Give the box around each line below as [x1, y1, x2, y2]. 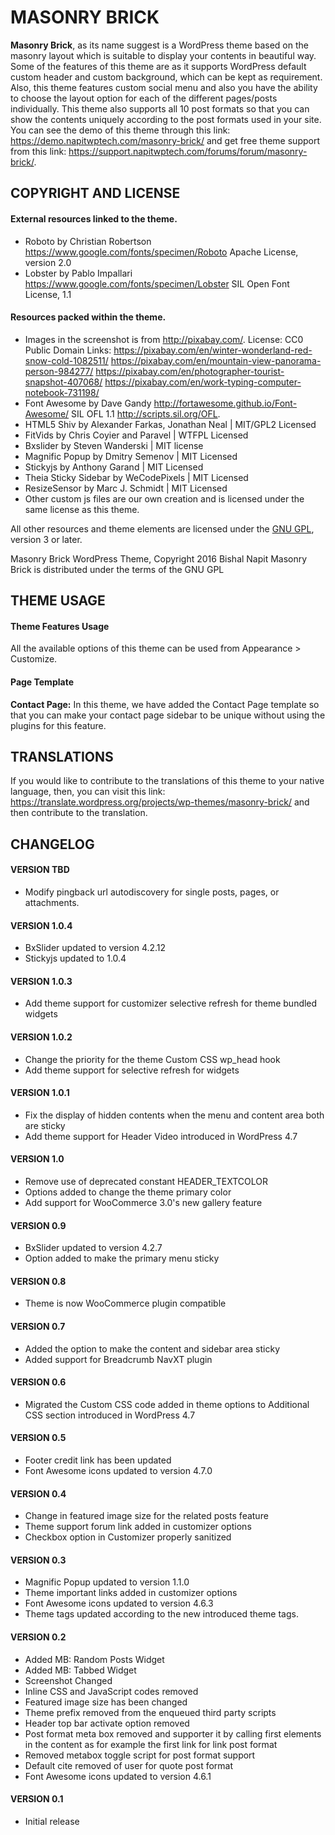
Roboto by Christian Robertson [24, 235, 152, 247]
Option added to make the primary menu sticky [24, 1252, 220, 1265]
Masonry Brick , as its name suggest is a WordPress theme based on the [10, 39, 309, 51]
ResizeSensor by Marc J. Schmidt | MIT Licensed [24, 482, 228, 494]
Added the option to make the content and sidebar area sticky [24, 1342, 280, 1355]
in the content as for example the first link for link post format [24, 1738, 278, 1750]
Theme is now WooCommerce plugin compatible [24, 1297, 227, 1310]
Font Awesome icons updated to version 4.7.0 [24, 1464, 213, 1476]
